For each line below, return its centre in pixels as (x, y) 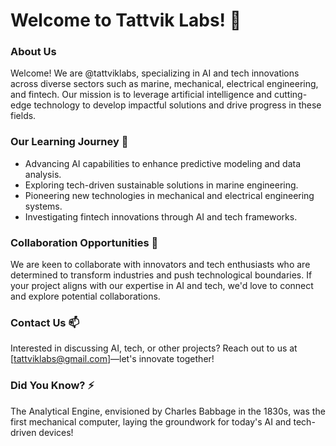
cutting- (290, 95)
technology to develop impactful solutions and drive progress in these (177, 105)
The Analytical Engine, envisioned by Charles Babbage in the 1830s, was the (168, 411)
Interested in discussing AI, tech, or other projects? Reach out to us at (154, 348)
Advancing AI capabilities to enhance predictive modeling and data (163, 163)
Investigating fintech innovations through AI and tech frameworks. (161, 216)
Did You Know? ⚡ (52, 386)
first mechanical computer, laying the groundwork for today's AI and (151, 421)
